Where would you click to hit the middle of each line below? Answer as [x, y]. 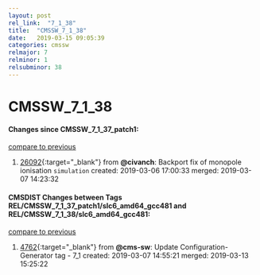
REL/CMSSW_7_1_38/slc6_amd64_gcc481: [80, 214]
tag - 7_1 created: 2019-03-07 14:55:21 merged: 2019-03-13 [152, 256]
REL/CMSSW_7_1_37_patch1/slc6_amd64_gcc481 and [97, 205]
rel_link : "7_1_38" [43, 23]
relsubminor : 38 [35, 68]
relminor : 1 [28, 60]
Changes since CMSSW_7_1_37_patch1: [74, 129]
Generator [37, 256]
